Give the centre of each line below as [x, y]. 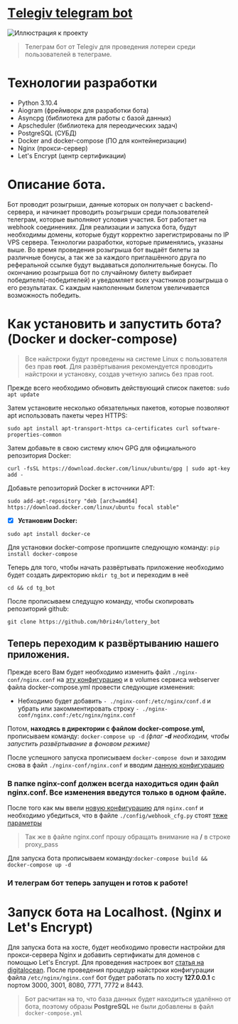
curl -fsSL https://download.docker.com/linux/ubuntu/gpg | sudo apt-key [119, 468]
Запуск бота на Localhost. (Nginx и [115, 912]
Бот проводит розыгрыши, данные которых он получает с [95, 204]
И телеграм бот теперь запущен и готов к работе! [98, 883]
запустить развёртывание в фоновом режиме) [79, 743]
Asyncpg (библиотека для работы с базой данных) [94, 118]
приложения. [38, 655]
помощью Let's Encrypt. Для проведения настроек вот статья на [106, 962]
